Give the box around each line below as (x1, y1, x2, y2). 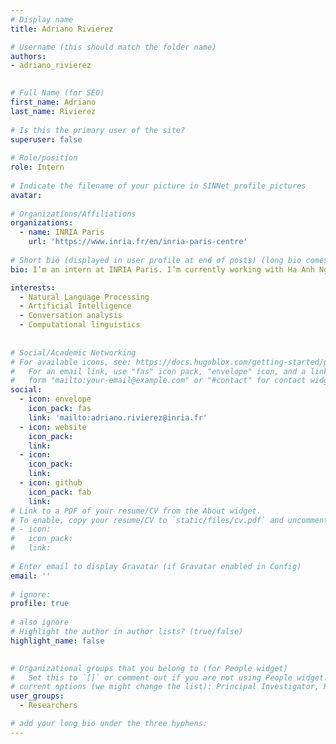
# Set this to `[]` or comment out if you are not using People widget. (10, 672, 329, 683)
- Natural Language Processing (19, 292, 150, 302)
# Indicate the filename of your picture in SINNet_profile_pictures (10, 181, 307, 191)
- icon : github (19, 478, 83, 488)
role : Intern (10, 162, 65, 173)
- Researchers (19, 701, 78, 711)
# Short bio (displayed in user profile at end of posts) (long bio (10, 255, 302, 265)
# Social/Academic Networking (10, 347, 137, 358)
